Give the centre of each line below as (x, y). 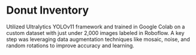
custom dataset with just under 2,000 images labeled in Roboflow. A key (95, 33)
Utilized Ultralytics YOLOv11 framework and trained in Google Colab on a (96, 27)
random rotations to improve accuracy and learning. (70, 46)
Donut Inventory (48, 10)
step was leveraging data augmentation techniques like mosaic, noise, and (98, 39)
